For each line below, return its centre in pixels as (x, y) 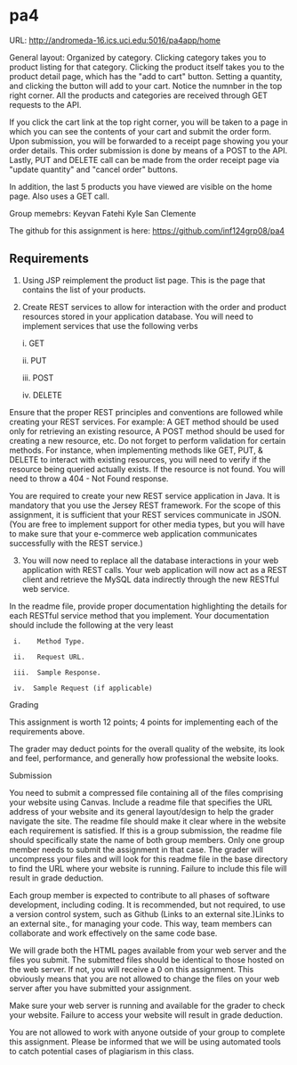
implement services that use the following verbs (110, 325)
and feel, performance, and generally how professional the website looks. (144, 758)
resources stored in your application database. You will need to (137, 316)
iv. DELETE (42, 395)
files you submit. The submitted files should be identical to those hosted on (147, 960)
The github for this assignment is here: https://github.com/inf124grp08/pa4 (147, 230)
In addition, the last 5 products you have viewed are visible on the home (141, 186)
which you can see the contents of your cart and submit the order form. (140, 131)
